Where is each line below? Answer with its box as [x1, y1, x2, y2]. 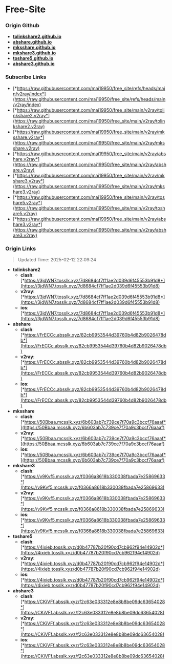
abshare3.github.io [12, 60, 55, 67]
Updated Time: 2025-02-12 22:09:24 [17, 257, 96, 263]
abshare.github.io [12, 39, 52, 45]
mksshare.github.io [12, 45, 56, 51]
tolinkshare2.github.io [12, 33, 61, 39]
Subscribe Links [5, 73, 47, 80]
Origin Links [5, 245, 36, 252]
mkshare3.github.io [12, 50, 56, 56]
